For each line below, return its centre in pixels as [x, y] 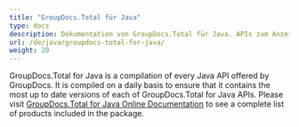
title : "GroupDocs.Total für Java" [75, 17]
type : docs [29, 26]
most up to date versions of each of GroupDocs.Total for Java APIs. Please [146, 95]
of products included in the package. [77, 114]
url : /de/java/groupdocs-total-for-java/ [87, 42]
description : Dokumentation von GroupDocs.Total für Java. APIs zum [139, 34]
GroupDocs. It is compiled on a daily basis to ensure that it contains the [140, 85]
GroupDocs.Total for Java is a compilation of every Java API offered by [139, 75]
